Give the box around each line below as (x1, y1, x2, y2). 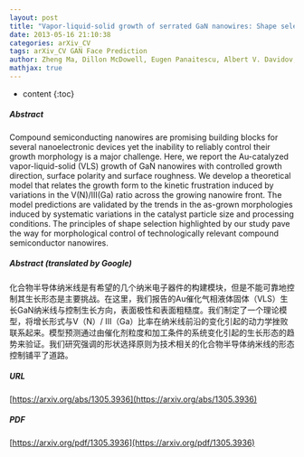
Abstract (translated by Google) (9, 258, 133, 269)
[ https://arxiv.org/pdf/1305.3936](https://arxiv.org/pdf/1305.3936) (9, 437, 255, 448)
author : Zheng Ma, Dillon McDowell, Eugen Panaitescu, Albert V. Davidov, (9, 55, 298, 64)
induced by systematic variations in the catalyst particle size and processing (9, 209, 294, 219)
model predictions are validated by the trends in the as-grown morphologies (9, 199, 293, 210)
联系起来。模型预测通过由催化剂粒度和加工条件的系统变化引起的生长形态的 (9, 327, 287, 338)
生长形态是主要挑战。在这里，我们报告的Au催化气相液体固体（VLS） (24, 293, 280, 303)
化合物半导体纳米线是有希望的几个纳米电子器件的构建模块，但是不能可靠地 (9, 282, 287, 293)
